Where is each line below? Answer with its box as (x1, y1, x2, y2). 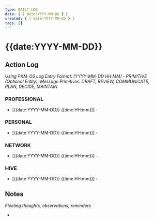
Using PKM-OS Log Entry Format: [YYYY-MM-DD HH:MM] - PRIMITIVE (5, 74, 147, 79)
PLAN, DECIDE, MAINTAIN (5, 84, 58, 89)
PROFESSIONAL (5, 96, 44, 103)
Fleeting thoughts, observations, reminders (5, 203, 91, 208)
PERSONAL (5, 119, 32, 126)
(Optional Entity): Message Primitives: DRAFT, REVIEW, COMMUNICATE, (5, 78, 150, 85)
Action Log (5, 60, 39, 69)
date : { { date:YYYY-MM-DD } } (5, 12, 68, 16)
